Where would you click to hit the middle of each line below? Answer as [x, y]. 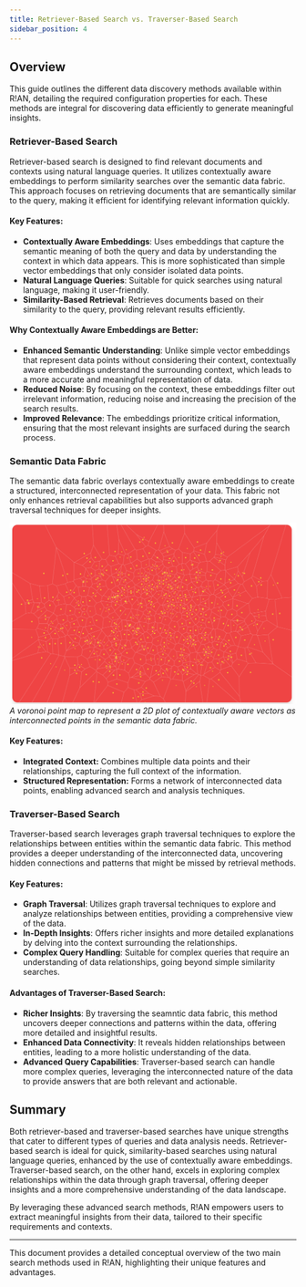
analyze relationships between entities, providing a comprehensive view [158, 914]
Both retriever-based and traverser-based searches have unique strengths [149, 1132]
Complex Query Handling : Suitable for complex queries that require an [156, 952]
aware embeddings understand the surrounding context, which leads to [157, 370]
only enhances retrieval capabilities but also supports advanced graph [141, 501]
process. [39, 438]
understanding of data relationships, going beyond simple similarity [149, 962]
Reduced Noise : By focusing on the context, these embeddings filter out [159, 389]
